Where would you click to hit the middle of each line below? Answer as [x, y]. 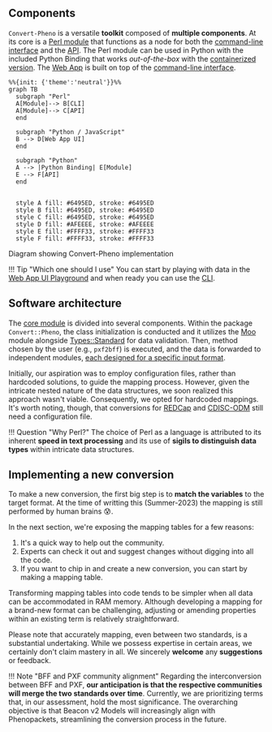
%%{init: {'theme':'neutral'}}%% [65, 82]
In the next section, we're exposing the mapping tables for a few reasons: [131, 527]
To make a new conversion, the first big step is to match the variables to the [136, 494]
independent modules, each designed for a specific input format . [117, 357]
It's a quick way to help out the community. [92, 543]
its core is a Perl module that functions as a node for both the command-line [136, 41]
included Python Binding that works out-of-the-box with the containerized [132, 58]
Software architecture [65, 304]
